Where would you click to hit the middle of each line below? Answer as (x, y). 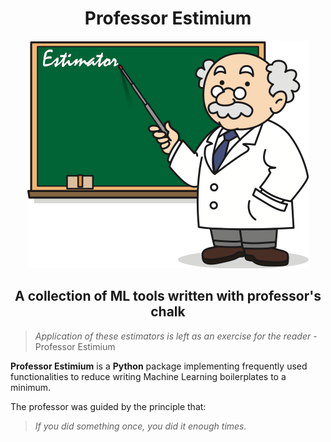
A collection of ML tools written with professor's (168, 296)
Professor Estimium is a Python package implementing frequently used (159, 366)
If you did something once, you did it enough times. (140, 426)
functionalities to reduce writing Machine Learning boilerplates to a (148, 376)
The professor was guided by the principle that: (108, 406)
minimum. (31, 387)
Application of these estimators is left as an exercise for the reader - (176, 336)
